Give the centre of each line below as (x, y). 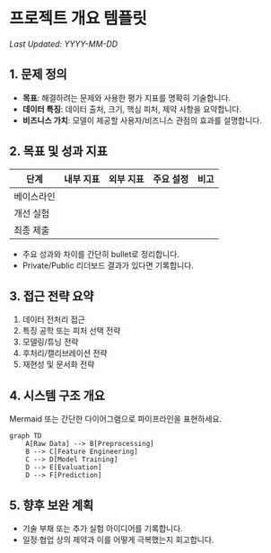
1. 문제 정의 (38, 74)
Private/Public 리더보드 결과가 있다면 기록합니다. (108, 265)
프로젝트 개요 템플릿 (79, 18)
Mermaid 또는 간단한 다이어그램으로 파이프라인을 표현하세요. (116, 419)
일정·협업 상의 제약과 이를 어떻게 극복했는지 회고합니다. (118, 540)
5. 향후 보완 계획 (52, 505)
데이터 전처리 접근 (53, 319)
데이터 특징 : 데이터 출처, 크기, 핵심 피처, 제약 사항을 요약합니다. (132, 109)
